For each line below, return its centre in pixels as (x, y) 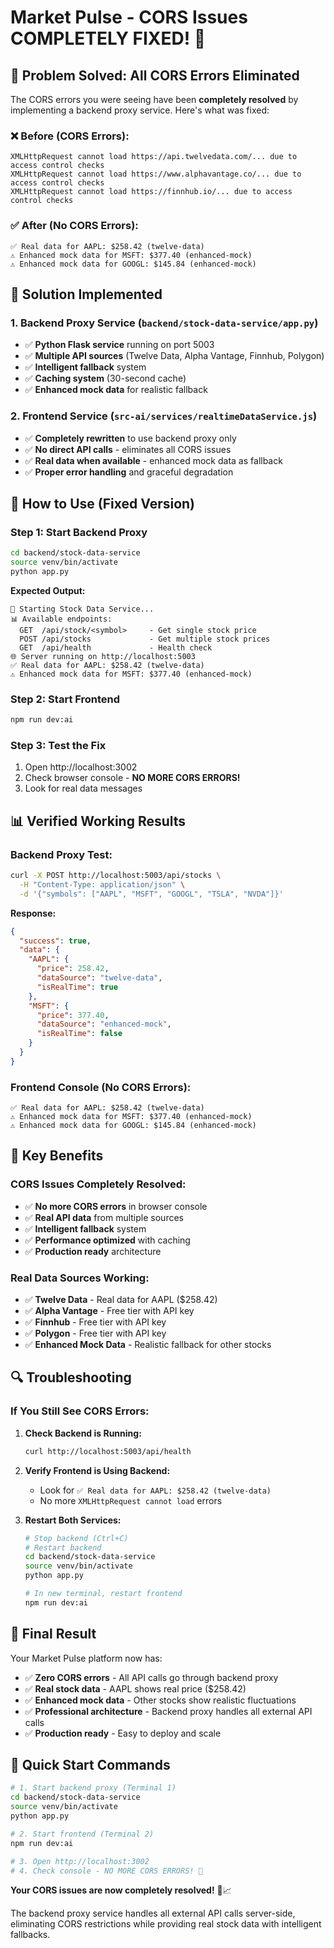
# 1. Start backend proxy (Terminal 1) (93, 1788)
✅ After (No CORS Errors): (74, 226)
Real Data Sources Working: (80, 1278)
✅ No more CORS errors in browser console (116, 1206)
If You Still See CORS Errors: (80, 1411)
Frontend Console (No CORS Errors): (101, 1087)
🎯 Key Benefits (57, 1156)
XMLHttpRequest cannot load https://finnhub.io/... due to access (151, 192)
